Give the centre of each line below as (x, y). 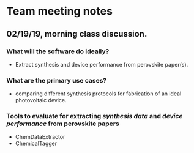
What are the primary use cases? (57, 80)
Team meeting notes (60, 11)
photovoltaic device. (41, 100)
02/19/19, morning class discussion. (77, 34)
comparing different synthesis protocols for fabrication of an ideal (98, 94)
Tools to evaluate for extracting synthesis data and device (95, 116)
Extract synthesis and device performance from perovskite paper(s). (102, 64)
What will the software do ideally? (58, 51)
